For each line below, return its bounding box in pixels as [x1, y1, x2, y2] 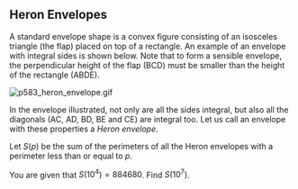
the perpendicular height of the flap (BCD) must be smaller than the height [9, 59, 285, 70]
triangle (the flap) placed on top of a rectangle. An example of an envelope [9, 40, 286, 51]
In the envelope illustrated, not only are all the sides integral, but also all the [9, 103, 289, 115]
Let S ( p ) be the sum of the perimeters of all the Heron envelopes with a [9, 140, 274, 151]
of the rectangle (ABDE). [9, 69, 101, 80]
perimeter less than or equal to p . [9, 150, 133, 161]
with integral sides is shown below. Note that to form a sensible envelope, [9, 49, 283, 61]
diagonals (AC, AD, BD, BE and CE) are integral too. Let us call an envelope [9, 113, 286, 124]
